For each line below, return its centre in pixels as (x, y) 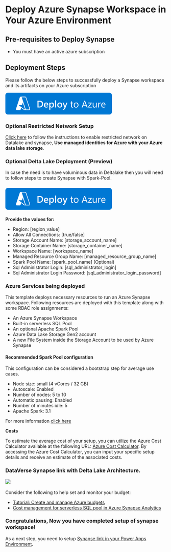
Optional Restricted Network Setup (50, 126)
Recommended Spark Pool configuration (49, 357)
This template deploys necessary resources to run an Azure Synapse (78, 297)
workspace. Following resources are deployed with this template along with (85, 303)
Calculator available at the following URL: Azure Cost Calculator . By (76, 446)
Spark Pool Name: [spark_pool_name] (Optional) (64, 262)
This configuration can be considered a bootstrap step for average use (80, 368)
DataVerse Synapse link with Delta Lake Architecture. (73, 470)
